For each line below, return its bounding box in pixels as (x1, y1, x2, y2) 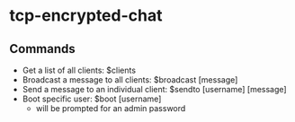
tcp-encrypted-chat (9, 5, 163, 26)
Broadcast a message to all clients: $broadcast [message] (22, 74, 238, 85)
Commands (9, 41, 76, 57)
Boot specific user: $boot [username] (22, 93, 162, 104)
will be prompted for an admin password (35, 103, 186, 113)
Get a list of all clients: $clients (22, 65, 137, 75)
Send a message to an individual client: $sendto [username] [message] (22, 84, 287, 94)
